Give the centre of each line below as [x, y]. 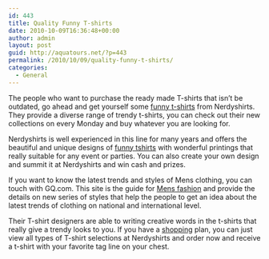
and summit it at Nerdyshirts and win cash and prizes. [97, 164]
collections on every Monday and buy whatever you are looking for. [119, 123]
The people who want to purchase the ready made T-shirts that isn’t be [126, 98]
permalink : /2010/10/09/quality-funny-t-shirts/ [91, 61]
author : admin [32, 38]
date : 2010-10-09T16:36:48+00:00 [64, 30]
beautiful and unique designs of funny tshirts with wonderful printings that [131, 147]
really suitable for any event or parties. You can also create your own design [134, 156]
